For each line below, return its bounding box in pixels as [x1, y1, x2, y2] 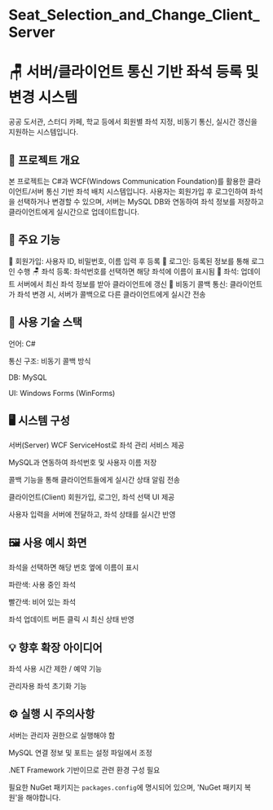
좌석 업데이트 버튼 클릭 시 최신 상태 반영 [8, 614, 134, 624]
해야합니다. [25, 792, 61, 802]
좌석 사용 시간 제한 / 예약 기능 [8, 664, 103, 673]
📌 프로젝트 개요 [8, 153, 80, 167]
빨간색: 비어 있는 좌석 [8, 597, 76, 607]
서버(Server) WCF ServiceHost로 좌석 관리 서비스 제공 [8, 440, 185, 450]
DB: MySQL [8, 372, 47, 382]
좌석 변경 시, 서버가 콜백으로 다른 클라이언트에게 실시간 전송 [16, 289, 206, 299]
